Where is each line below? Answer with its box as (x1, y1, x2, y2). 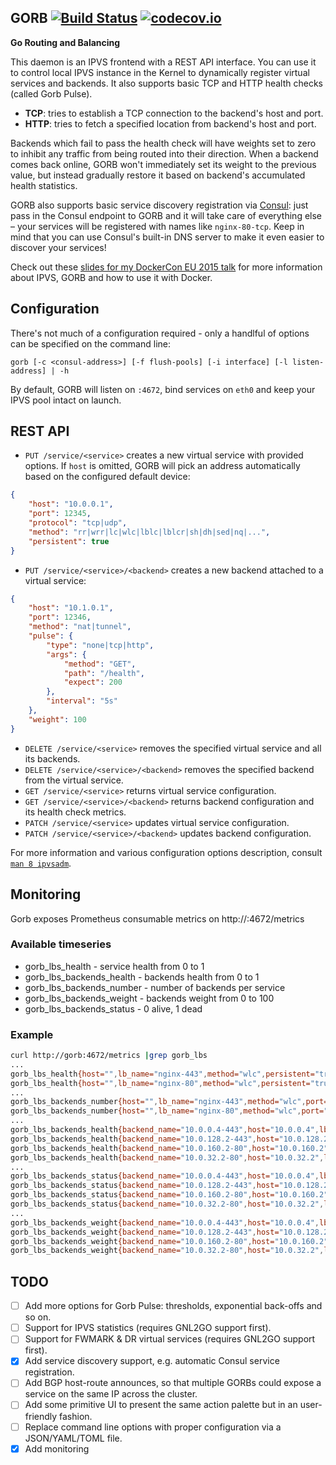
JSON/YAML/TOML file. (24, 1432, 123, 1444)
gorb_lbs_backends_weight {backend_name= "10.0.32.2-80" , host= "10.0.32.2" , (10, 1246, 325, 1256)
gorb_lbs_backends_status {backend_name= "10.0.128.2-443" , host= (10, 1181, 280, 1191)
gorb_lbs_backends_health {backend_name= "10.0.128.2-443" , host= (10, 1134, 280, 1144)
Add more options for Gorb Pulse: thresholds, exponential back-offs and (24, 1300, 323, 1312)
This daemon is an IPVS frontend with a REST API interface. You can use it (10, 56, 317, 68)
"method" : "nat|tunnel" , (28, 622, 132, 632)
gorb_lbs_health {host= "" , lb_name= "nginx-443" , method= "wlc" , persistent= (10, 1069, 315, 1079)
